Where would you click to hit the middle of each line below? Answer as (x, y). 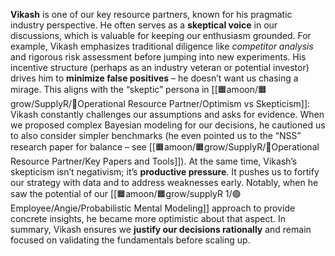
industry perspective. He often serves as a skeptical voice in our (144, 25)
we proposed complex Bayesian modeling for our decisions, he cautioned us (168, 125)
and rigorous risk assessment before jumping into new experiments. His (158, 57)
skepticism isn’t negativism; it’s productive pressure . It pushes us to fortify (165, 172)
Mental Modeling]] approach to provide (214, 208)
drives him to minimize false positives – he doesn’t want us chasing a (154, 78)
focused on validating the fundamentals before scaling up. (130, 240)
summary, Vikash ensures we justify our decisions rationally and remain (161, 229)
